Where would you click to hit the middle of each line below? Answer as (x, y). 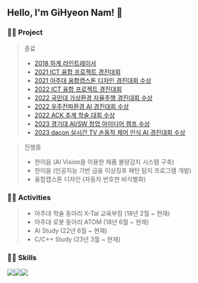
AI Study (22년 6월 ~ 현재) (71, 230)
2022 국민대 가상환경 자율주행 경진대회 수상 (93, 98)
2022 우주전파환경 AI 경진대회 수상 (81, 106)
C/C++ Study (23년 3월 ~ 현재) (77, 239)
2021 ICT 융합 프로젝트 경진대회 (77, 72)
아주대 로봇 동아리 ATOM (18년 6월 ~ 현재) (92, 221)
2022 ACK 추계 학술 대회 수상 (75, 115)
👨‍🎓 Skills (22, 257)
